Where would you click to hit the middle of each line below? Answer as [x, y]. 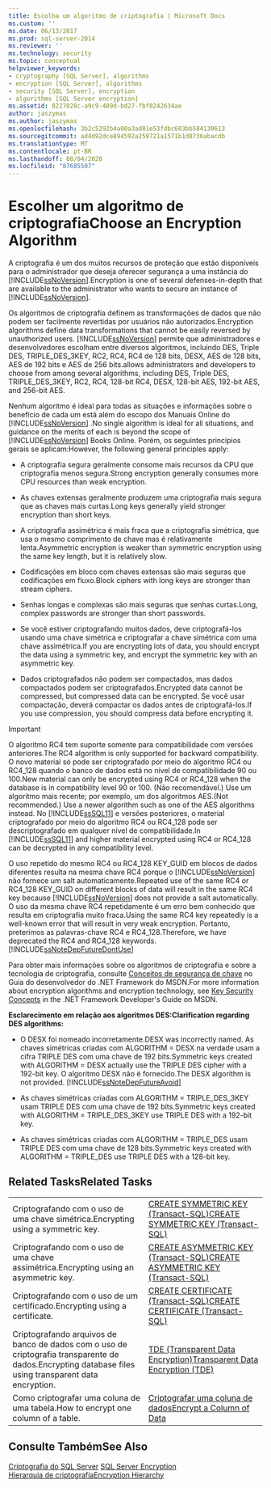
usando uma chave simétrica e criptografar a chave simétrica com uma [138, 638]
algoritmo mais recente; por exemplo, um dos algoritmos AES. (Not [118, 797]
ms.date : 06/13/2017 [43, 31]
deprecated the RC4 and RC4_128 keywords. [83, 941]
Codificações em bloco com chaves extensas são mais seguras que [133, 572]
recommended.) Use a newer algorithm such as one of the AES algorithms [132, 805]
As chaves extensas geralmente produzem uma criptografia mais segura [141, 497]
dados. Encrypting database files [74, 1364]
